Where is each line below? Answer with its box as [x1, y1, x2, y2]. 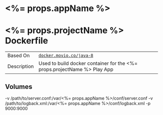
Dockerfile [5, 35, 49, 46]
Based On [7, 52, 30, 59]
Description [7, 63, 34, 70]
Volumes [5, 83, 33, 91]
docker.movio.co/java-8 [38, 53, 94, 58]
